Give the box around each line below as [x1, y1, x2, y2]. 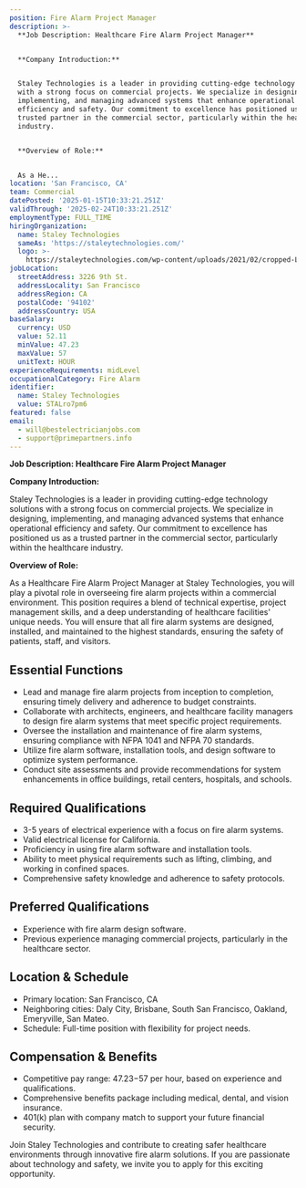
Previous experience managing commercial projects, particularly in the [22, 933, 289, 944]
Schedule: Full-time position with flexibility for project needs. [22, 1023, 251, 1034]
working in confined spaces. [22, 863, 130, 874]
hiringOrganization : [9, 221, 88, 231]
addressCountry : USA [17, 307, 96, 316]
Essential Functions [9, 662, 124, 678]
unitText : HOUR [17, 357, 76, 366]
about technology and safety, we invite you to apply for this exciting [9, 1159, 264, 1170]
